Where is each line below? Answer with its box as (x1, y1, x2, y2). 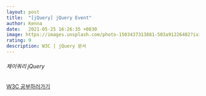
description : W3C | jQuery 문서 (6, 43, 87, 50)
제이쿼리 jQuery (6, 62, 45, 70)
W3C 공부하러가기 (6, 83, 50, 90)
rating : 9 (6, 37, 32, 43)
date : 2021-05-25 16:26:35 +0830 (6, 26, 97, 32)
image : (6, 32, 23, 38)
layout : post (6, 9, 40, 15)
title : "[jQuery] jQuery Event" (6, 15, 92, 21)
